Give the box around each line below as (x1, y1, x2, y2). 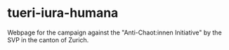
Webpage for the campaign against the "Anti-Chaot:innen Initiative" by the (7, 28, 223, 37)
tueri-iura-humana (7, 5, 119, 21)
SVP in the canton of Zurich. (7, 35, 89, 44)
